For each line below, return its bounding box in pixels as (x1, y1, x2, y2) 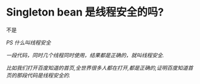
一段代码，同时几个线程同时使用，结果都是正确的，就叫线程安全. (6, 51, 165, 58)
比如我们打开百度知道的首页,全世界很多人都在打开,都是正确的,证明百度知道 (6, 64, 189, 71)
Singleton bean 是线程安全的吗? (6, 5, 164, 19)
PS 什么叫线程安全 (6, 39, 51, 46)
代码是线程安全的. (26, 71, 71, 79)
